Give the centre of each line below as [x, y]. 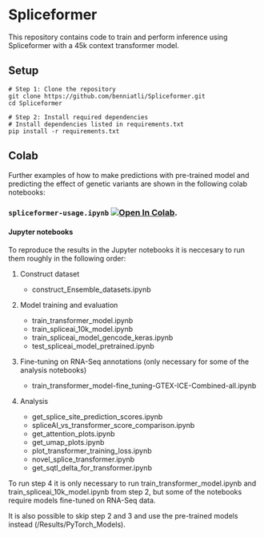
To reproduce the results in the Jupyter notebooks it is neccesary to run [127, 249]
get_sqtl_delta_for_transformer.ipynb [92, 467]
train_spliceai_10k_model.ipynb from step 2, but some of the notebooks [125, 491]
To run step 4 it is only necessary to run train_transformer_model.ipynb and [132, 483]
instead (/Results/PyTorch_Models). [67, 524]
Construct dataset [50, 273]
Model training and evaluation [69, 305]
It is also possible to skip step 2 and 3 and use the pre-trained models [123, 515]
